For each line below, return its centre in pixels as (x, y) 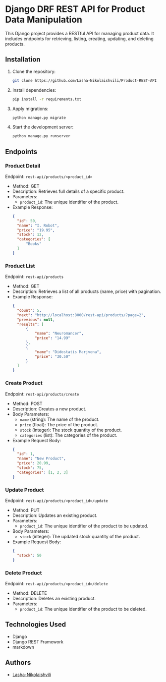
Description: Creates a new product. (49, 409)
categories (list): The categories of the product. (68, 435)
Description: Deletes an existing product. (54, 598)
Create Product (24, 383)
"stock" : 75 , (30, 468)
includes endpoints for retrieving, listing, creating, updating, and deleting (79, 39)
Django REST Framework (38, 642)
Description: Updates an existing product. (55, 515)
